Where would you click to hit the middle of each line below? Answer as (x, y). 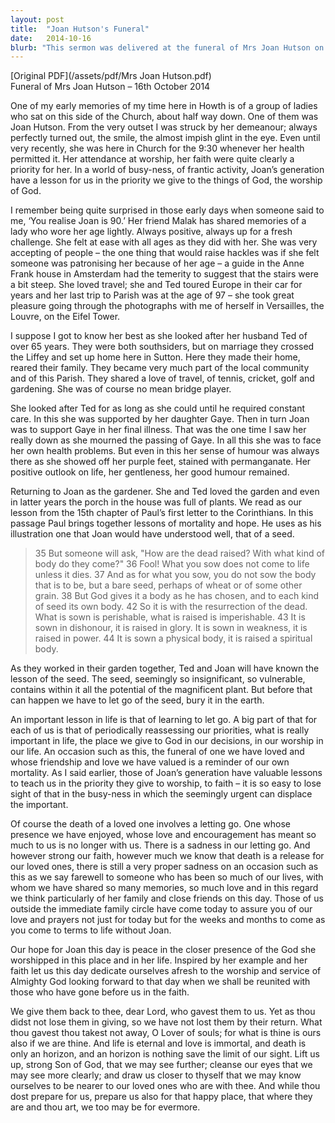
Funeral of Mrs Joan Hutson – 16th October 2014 (110, 87)
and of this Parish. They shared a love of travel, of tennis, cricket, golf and (162, 378)
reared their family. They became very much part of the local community (160, 368)
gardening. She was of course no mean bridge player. (121, 389)
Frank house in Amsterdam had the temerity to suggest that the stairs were (164, 274)
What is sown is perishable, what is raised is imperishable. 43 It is (170, 617)
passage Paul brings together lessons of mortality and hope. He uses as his (166, 523)
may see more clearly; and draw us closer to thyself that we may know (156, 1075)
